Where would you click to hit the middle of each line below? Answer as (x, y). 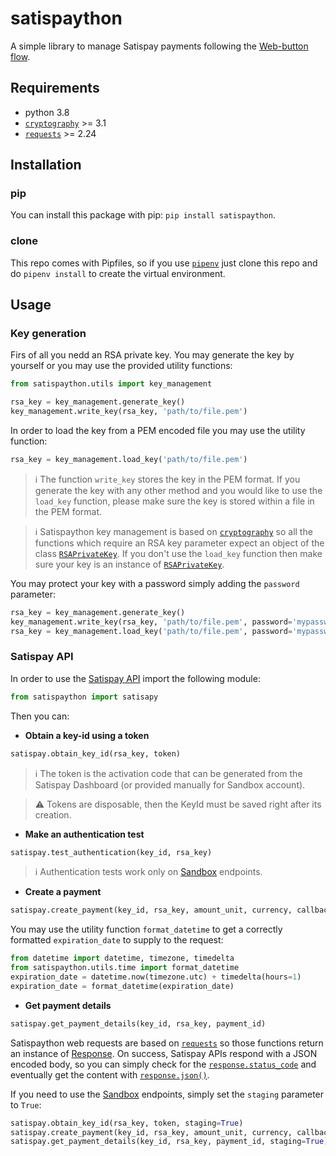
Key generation (48, 334)
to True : (26, 1104)
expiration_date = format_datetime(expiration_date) (122, 986)
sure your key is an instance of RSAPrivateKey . (129, 564)
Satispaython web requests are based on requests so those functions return (167, 1043)
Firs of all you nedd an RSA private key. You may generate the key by (152, 355)
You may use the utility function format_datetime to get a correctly (146, 929)
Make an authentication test (84, 834)
